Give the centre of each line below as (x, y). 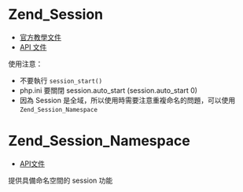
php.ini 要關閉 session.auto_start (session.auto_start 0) (109, 90)
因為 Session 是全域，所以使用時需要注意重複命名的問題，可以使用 (127, 100)
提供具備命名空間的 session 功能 (61, 180)
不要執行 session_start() (61, 80)
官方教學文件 (40, 37)
